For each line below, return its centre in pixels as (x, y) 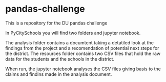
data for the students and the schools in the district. (60, 59)
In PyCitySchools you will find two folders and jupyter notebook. (73, 33)
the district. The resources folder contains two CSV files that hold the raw (83, 53)
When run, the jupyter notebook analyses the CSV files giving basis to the (83, 69)
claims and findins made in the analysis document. (59, 74)
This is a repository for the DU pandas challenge (56, 23)
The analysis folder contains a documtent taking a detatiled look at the (79, 43)
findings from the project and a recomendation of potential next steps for (82, 48)
